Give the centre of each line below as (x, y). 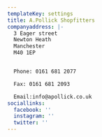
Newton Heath (32, 40)
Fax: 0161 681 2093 (42, 84)
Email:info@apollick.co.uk (53, 96)
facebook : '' (32, 110)
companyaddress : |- (36, 27)
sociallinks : (26, 103)
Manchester (29, 46)
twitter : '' (31, 123)
